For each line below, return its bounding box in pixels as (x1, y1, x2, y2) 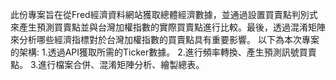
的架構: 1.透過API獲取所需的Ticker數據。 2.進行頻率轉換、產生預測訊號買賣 (10, 46, 317, 58)
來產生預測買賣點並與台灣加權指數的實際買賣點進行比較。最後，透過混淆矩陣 (10, 21, 326, 33)
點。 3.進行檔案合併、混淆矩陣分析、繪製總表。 (10, 59, 205, 70)
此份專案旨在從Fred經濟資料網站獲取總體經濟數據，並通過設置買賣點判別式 (10, 9, 318, 20)
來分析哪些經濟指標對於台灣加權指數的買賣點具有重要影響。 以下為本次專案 (10, 34, 320, 45)
